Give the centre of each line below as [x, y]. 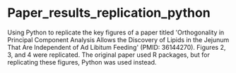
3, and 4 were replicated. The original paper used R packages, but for [109, 55]
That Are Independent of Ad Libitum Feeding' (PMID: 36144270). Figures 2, [117, 47]
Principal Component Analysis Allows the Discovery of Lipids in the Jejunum [118, 39]
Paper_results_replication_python [109, 13]
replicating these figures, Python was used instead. [82, 62]
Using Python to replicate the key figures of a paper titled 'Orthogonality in [116, 32]
